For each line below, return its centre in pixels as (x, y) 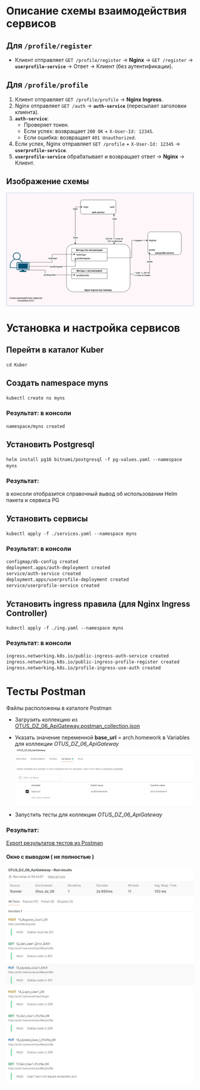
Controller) (27, 613)
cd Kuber (17, 365)
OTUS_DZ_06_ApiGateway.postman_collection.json (77, 726)
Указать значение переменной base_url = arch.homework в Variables (102, 738)
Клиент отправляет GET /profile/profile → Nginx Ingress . (89, 99)
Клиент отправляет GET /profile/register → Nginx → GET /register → (104, 60)
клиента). (27, 112)
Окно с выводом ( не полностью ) (50, 856)
